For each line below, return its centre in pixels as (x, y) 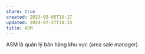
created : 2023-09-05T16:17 (39, 17)
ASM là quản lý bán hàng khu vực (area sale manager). (73, 45)
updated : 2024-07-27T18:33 (39, 22)
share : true (21, 11)
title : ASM (19, 28)
